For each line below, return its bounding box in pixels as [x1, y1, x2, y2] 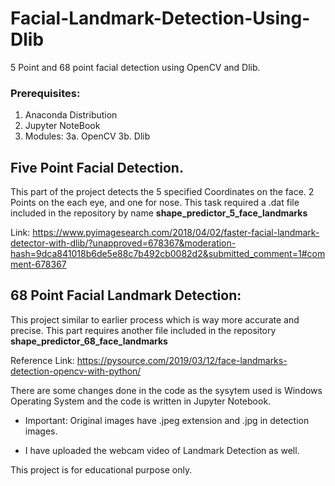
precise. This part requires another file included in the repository [10, 324, 277, 336]
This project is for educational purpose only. [10, 463, 193, 476]
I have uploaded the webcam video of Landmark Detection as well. [24, 444, 300, 456]
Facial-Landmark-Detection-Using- [10, 7, 311, 30]
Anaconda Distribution [24, 109, 118, 121]
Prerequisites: [10, 86, 81, 100]
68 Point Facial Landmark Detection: [10, 287, 242, 304]
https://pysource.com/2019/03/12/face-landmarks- [76, 354, 288, 366]
